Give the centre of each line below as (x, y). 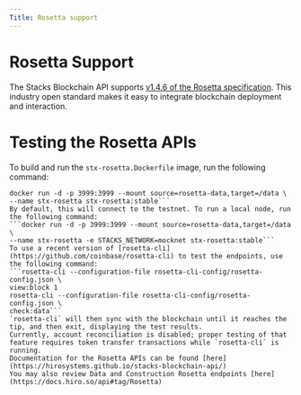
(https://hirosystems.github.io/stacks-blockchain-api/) (118, 366)
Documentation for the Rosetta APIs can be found (104, 358)
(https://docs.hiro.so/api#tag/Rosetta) (86, 382)
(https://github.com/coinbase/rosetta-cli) (92, 256)
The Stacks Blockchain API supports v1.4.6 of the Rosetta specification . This (150, 87)
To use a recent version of (62, 248)
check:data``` (36, 311)
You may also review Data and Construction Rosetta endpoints (128, 373)
